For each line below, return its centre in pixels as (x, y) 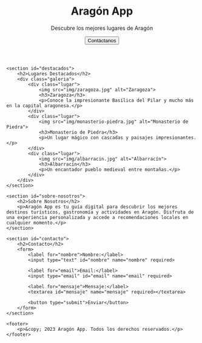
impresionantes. (176, 137)
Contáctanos (102, 40)
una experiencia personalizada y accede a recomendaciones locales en (97, 217)
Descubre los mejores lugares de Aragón (102, 28)
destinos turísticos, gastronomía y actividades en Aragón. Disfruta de (100, 212)
